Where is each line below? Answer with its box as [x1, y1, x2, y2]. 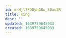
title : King [5, 12, 30, 17]
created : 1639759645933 [5, 26, 55, 31]
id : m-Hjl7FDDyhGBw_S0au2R [5, 7, 61, 12]
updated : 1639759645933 [5, 21, 55, 26]
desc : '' [5, 16, 23, 21]
